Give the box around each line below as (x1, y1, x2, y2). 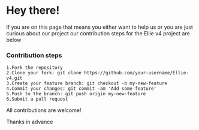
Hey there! (6, 4, 60, 17)
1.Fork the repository (6, 65, 63, 71)
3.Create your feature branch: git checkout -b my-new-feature (6, 80, 168, 87)
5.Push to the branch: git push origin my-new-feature (6, 91, 146, 97)
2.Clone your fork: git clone (6, 70, 82, 76)
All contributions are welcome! (6, 107, 82, 114)
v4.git (6, 75, 23, 81)
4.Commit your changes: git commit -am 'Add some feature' (6, 86, 157, 92)
